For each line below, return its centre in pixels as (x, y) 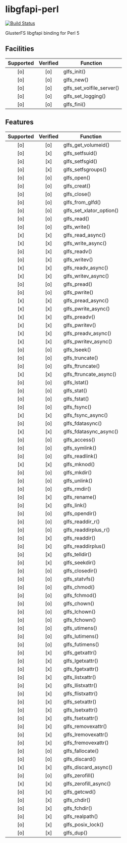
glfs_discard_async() (88, 767)
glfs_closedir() (80, 570)
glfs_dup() (75, 832)
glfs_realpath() (81, 816)
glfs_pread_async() (86, 300)
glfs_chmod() (79, 587)
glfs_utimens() (80, 628)
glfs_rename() (80, 497)
